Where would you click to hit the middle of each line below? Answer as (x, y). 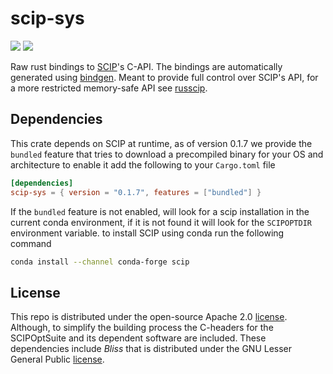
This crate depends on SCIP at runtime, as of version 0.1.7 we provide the (161, 143)
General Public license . (57, 359)
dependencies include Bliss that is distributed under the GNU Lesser (151, 349)
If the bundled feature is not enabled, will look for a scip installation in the (160, 211)
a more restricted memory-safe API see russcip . (109, 88)
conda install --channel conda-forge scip (100, 262)
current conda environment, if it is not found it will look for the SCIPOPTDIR (161, 222)
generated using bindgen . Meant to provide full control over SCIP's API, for (164, 77)
